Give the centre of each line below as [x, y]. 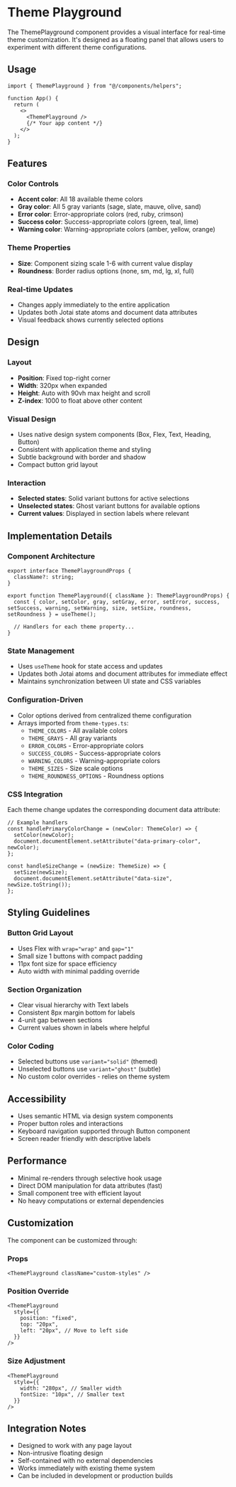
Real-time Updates [40, 289]
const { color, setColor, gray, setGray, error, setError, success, [117, 602]
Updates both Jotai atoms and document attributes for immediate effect [123, 674]
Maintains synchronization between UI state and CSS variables [109, 681]
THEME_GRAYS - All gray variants [72, 738]
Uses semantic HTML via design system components [95, 1115]
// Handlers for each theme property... [74, 627]
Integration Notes [47, 1428]
